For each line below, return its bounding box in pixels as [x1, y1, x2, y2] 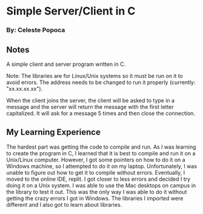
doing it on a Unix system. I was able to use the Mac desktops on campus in [6, 181, 196, 189]
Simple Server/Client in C [6, 4, 136, 18]
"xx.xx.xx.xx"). [6, 85, 43, 92]
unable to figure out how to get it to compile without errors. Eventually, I [6, 169, 185, 176]
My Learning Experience [6, 127, 101, 137]
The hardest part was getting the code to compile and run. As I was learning [6, 143, 196, 151]
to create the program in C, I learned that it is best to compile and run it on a [6, 149, 196, 157]
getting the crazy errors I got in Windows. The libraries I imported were [6, 195, 184, 202]
